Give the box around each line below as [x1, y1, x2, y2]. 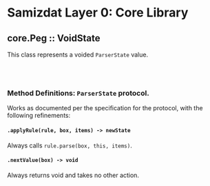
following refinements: [7, 112, 71, 120]
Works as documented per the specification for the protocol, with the [7, 104, 203, 112]
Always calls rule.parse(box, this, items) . [7, 141, 132, 149]
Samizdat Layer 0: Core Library [7, 5, 189, 21]
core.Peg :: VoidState [7, 32, 101, 44]
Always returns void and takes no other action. [7, 171, 140, 179]
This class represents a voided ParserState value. [7, 50, 149, 59]
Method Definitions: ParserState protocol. [7, 88, 149, 98]
